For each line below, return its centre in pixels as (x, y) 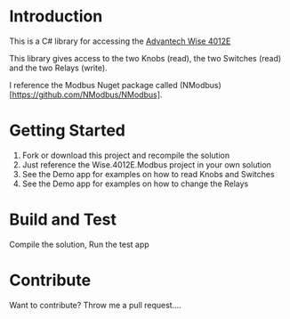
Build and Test (63, 220)
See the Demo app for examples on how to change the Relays (135, 184)
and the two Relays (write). (59, 68)
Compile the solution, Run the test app (79, 244)
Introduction (56, 16)
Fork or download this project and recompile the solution (125, 155)
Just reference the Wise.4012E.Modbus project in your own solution (146, 164)
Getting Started (68, 131)
